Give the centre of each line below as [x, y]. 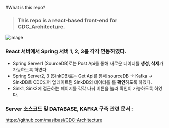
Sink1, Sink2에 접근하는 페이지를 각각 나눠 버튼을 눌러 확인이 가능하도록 [83, 88]
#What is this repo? [25, 7]
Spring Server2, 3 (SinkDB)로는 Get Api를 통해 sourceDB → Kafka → [82, 76]
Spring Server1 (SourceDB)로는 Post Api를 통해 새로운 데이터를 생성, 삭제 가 [88, 63]
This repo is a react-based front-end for [67, 20]
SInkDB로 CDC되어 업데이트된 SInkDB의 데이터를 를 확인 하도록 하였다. [82, 82]
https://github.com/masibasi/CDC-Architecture [54, 120]
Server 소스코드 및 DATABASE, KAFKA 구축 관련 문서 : [69, 109]
